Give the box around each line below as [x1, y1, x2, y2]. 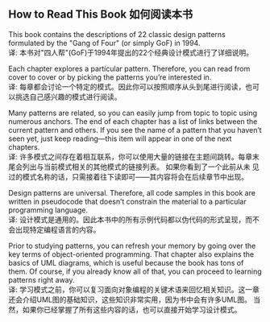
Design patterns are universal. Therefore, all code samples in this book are [8, 188, 256, 197]
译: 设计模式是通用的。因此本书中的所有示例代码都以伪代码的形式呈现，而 [8, 214, 252, 224]
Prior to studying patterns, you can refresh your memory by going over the [8, 241, 256, 250]
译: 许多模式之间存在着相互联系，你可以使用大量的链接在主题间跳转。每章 [8, 151, 252, 161]
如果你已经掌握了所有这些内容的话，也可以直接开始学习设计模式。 [22, 304, 242, 314]
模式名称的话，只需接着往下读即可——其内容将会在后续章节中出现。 [22, 171, 248, 181]
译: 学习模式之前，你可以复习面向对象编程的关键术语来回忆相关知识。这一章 [8, 284, 260, 294]
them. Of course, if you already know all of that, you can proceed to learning [8, 266, 262, 276]
